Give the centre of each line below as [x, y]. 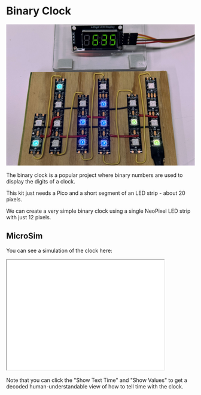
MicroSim [25, 236]
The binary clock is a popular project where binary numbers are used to [95, 175]
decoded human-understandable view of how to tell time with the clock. [95, 386]
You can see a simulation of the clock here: [59, 250]
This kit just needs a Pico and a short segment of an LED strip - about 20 [96, 193]
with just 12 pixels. [29, 217]
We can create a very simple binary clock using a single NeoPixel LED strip [98, 211]
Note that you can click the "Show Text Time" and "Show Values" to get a [97, 380]
